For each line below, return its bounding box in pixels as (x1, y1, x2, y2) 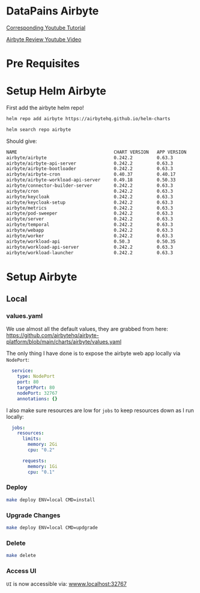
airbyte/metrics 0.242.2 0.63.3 (6, 205, 173, 211)
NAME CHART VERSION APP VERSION (6, 149, 187, 155)
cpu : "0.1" (28, 469, 55, 475)
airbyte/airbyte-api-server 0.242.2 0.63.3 (6, 160, 173, 166)
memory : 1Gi (28, 463, 58, 469)
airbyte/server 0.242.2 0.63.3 (6, 216, 173, 222)
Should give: (6, 137, 37, 145)
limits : (22, 436, 42, 442)
